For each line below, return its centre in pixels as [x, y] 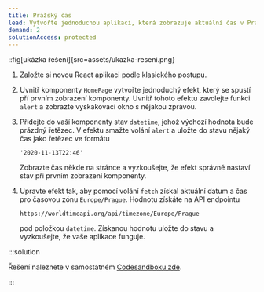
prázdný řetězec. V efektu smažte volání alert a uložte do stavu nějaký [135, 130]
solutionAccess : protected [52, 37]
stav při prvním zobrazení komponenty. [83, 176]
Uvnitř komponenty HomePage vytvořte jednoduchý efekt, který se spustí [135, 90]
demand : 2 [24, 30]
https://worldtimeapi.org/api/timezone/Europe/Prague [109, 214]
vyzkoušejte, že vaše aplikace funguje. [82, 237]
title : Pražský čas [40, 15]
